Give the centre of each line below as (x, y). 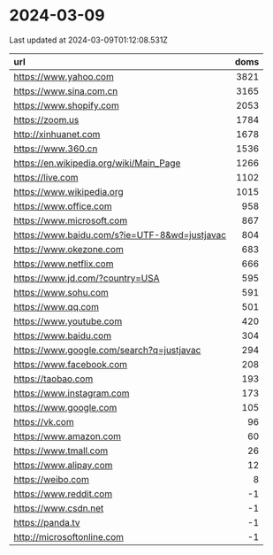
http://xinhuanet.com (57, 134)
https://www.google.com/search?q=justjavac (107, 350)
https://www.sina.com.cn (66, 91)
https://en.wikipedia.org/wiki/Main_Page (97, 163)
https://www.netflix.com (64, 264)
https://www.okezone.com (68, 249)
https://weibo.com (52, 479)
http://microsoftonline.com (69, 536)
